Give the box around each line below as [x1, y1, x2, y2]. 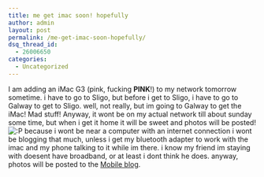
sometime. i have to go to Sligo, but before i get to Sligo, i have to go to [8, 92, 239, 102]
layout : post [8, 26, 51, 34]
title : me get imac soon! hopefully [8, 11, 128, 20]
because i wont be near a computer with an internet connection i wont [24, 126, 252, 135]
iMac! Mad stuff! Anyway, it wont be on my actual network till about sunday [8, 109, 252, 119]
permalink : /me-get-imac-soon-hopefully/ [8, 33, 147, 42]
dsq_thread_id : [8, 41, 58, 49]
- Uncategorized [15, 63, 69, 71]
